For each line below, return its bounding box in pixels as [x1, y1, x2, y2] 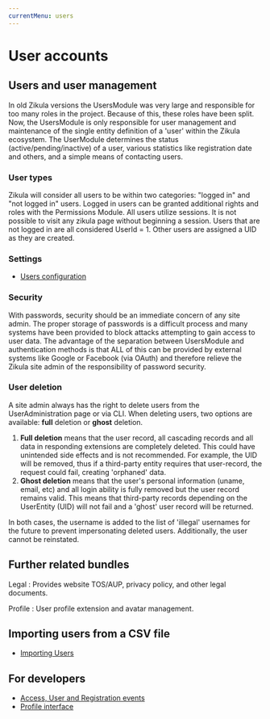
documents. [8, 587, 48, 598]
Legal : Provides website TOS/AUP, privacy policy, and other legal [8, 579, 226, 589]
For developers [8, 671, 86, 685]
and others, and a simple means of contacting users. [8, 151, 184, 162]
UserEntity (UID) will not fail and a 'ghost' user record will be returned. [19, 502, 254, 511]
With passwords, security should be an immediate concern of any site [8, 310, 240, 320]
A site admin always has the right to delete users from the [8, 400, 200, 410]
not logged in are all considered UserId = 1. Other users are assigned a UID [8, 224, 257, 234]
